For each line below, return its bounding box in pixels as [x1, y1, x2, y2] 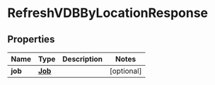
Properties [7, 33, 55, 45]
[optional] [109, 66, 142, 76]
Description [62, 55, 103, 64]
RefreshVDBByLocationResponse [7, 5, 209, 21]
